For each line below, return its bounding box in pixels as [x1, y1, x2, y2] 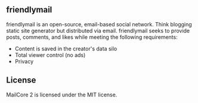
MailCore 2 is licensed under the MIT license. [6, 91, 117, 98]
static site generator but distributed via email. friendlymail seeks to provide [6, 27, 190, 34]
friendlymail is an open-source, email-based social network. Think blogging [6, 20, 192, 28]
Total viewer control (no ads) [14, 51, 86, 59]
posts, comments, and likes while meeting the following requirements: [6, 33, 178, 41]
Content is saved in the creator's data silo [14, 45, 117, 52]
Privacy [14, 57, 34, 65]
